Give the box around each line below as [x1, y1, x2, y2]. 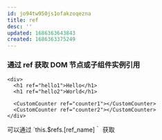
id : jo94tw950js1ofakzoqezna [7, 10, 91, 17]
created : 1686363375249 [7, 36, 76, 43]
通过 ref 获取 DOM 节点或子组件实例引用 [7, 60, 141, 70]
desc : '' [7, 23, 33, 30]
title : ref [7, 17, 39, 24]
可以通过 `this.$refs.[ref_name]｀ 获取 [7, 125, 116, 134]
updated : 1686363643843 [7, 29, 76, 37]
